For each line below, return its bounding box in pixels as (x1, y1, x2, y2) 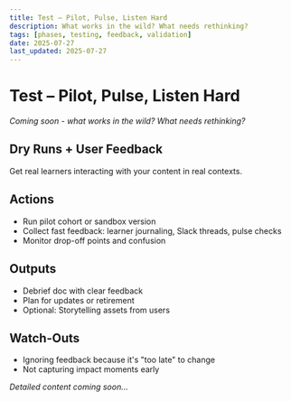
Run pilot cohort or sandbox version (22, 216, 156, 227)
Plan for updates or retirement (22, 294, 136, 305)
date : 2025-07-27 (9, 38, 75, 48)
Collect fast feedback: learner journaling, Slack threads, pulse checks (22, 225, 282, 236)
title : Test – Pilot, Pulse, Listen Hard (9, 13, 168, 23)
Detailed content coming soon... (9, 381, 128, 393)
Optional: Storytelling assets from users (22, 304, 170, 315)
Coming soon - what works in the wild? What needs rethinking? (9, 116, 246, 126)
